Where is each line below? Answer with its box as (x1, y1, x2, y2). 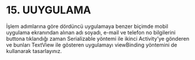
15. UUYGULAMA (6, 3, 92, 17)
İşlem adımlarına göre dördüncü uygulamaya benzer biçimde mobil (6, 23, 168, 30)
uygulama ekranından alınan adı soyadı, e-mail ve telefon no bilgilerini (6, 29, 176, 36)
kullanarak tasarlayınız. (6, 47, 62, 54)
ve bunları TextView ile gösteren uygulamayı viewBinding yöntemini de (6, 41, 177, 48)
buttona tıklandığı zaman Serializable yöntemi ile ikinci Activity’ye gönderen (6, 35, 190, 42)
